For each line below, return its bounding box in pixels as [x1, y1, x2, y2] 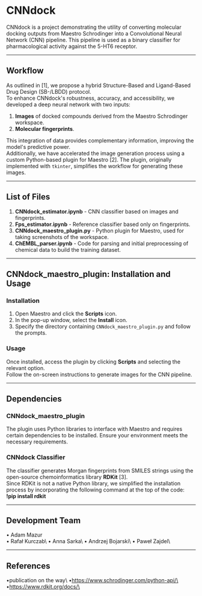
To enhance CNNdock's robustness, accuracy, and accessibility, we [6, 94, 175, 102]
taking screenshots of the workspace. [14, 233, 109, 240]
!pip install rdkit [6, 492, 46, 499]
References [6, 561, 50, 571]
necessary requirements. [6, 438, 68, 445]
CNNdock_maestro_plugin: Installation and [6, 269, 171, 279]
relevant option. [6, 364, 45, 371]
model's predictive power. [6, 143, 71, 150]
